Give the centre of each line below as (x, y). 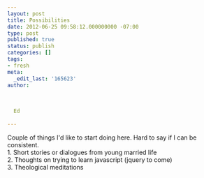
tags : (15, 59)
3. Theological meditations (45, 167)
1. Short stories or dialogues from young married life (82, 152)
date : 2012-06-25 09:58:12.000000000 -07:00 (73, 27)
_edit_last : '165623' (45, 79)
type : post (23, 33)
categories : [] (29, 53)
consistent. (23, 144)
